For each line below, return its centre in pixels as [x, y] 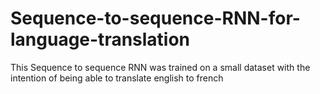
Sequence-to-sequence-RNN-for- [155, 18]
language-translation [100, 39]
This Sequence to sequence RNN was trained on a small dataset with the [160, 67]
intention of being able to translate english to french [117, 78]
